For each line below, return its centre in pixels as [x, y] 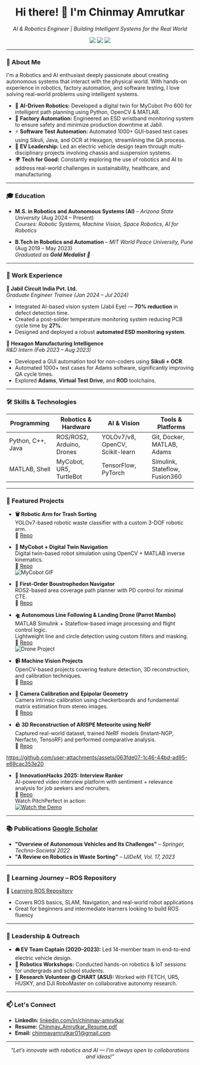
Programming [30, 423]
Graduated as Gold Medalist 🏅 [52, 254]
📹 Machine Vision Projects [49, 661]
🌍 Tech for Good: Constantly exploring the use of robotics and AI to [99, 159]
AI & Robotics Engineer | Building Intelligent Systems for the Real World [100, 29]
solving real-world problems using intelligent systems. [72, 94]
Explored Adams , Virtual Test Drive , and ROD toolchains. [85, 380]
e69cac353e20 [25, 764]
